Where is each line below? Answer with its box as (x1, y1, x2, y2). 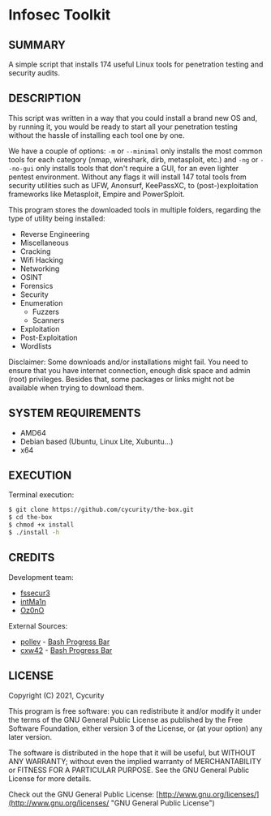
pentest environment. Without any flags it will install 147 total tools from (8, 172, 247, 182)
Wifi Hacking (19, 255, 63, 264)
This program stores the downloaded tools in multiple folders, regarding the (8, 204, 261, 214)
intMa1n (19, 596, 46, 606)
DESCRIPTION (8, 92, 81, 105)
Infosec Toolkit (8, 6, 111, 24)
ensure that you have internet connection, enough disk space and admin (8, 365, 251, 375)
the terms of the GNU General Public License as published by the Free (8, 715, 243, 724)
